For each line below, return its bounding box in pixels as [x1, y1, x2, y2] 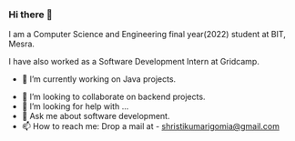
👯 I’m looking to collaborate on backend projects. [21, 91, 206, 103]
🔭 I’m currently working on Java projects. [21, 74, 177, 85]
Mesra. [8, 38, 36, 49]
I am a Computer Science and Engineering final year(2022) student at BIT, [8, 29, 286, 40]
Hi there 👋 [8, 8, 54, 21]
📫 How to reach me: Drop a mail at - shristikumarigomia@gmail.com [21, 121, 280, 132]
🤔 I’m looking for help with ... [21, 101, 129, 112]
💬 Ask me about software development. [21, 111, 170, 122]
